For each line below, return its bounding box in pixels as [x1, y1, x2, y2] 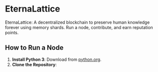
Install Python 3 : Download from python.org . [12, 57, 101, 62]
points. [5, 29, 19, 35]
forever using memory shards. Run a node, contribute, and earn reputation [5, 24, 153, 30]
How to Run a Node [5, 43, 64, 52]
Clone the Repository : [12, 61, 57, 67]
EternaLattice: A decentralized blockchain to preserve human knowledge [5, 19, 150, 25]
